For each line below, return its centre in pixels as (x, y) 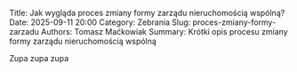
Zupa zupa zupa (39, 58)
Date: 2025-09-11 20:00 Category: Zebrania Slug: (100, 22)
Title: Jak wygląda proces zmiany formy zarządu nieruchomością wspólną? (147, 13)
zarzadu (24, 32)
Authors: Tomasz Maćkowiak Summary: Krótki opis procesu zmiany (165, 32)
